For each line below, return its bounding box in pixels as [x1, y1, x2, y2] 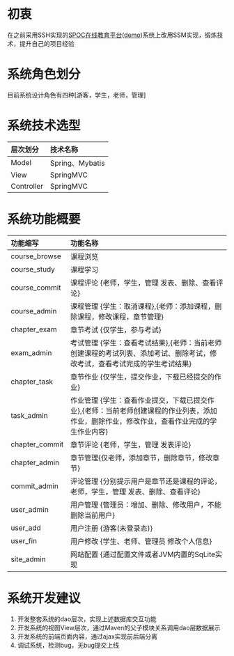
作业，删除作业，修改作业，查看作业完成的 [70, 416, 210, 425]
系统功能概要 [7, 212, 81, 227]
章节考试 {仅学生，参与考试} [70, 325, 162, 334]
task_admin [10, 410, 48, 420]
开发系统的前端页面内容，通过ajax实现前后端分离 [17, 632, 158, 641]
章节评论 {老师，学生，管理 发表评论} [70, 439, 192, 449]
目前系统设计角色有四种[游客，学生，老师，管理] [7, 91, 146, 99]
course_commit [10, 283, 61, 292]
